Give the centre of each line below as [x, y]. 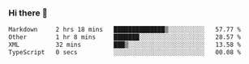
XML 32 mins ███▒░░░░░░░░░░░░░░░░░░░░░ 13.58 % [125, 45]
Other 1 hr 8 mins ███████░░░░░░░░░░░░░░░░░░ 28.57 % [125, 37]
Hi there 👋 [28, 13]
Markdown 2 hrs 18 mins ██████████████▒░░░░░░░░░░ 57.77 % [125, 30]
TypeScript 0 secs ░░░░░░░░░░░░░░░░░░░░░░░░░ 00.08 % [125, 52]
